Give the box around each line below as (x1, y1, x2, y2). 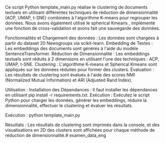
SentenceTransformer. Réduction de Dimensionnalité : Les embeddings (5, 51, 150, 57)
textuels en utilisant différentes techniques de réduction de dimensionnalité (5, 9, 158, 15)
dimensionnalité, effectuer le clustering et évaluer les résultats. (5, 103, 133, 108)
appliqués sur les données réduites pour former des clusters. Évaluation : (5, 67, 154, 72)
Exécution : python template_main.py (5, 112, 81, 118)
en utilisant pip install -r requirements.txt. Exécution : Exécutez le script (5, 92, 150, 98)
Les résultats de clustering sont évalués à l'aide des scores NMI (5, 72, 135, 77)
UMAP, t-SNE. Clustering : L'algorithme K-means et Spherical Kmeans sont (5, 62, 157, 67)
